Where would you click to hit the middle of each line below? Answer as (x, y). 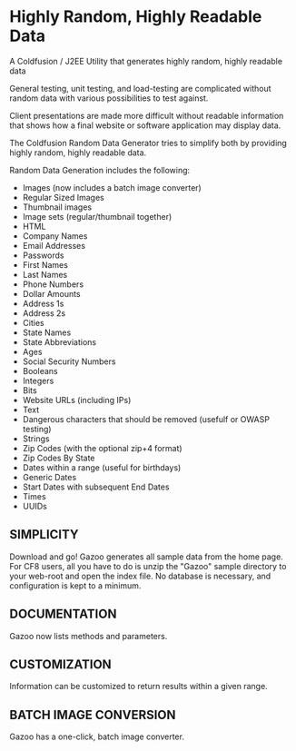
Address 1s (43, 303)
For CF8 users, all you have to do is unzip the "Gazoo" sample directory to (148, 566)
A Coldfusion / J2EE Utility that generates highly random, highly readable (146, 61)
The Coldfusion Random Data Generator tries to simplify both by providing (148, 143)
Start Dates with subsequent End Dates (96, 487)
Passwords (43, 255)
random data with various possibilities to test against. (109, 98)
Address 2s (44, 313)
